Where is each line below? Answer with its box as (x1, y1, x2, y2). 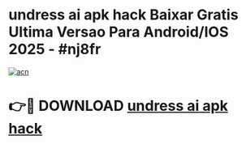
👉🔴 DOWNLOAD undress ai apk (8, 97, 229, 115)
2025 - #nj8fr (8, 40, 101, 58)
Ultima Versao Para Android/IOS (8, 23, 229, 41)
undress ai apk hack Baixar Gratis (8, 6, 239, 24)
